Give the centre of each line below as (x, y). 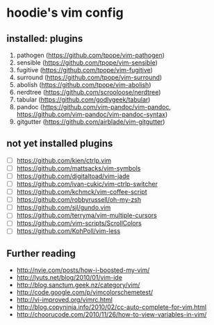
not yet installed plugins (60, 144)
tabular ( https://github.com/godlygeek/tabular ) (83, 100)
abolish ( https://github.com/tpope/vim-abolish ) (84, 85)
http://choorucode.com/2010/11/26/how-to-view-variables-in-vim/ (112, 315)
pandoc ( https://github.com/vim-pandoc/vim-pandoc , (94, 107)
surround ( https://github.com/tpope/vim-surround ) (89, 77)
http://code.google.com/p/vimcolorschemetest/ (85, 292)
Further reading (41, 253)
